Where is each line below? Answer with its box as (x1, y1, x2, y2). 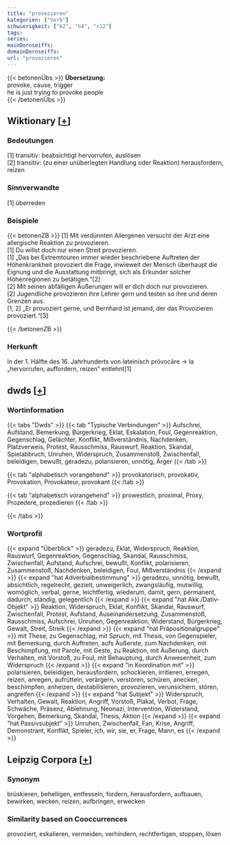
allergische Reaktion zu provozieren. (7, 239, 111, 247)
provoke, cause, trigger (7, 80, 73, 89)
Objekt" (7, 603, 29, 611)
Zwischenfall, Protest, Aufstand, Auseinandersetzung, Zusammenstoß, (7, 610, 207, 618)
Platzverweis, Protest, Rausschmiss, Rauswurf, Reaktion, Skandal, (7, 443, 194, 451)
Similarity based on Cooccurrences (7, 814, 128, 824)
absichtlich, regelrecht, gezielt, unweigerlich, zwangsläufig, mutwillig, (7, 581, 204, 589)
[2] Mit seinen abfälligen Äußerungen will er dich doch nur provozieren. (7, 283, 209, 291)
